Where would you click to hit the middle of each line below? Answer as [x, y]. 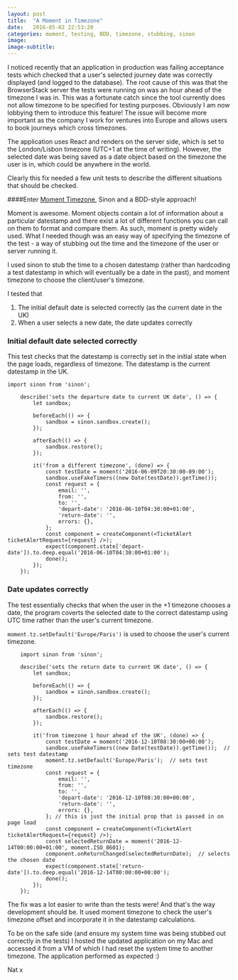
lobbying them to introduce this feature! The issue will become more [107, 112]
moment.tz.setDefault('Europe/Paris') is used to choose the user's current [118, 633]
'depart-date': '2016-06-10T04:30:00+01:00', [126, 510]
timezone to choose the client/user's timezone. [76, 280]
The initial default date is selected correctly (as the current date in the [120, 307]
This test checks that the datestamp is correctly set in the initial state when [117, 357]
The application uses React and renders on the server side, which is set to [116, 142]
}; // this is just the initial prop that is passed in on [134, 816]
